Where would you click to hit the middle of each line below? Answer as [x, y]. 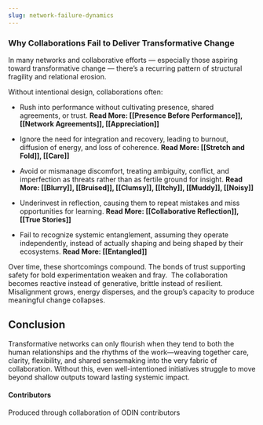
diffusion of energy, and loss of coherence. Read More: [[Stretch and [132, 147]
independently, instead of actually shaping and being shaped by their [131, 243]
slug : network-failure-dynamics [61, 15]
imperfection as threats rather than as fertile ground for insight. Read [131, 179]
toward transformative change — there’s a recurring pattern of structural [125, 68]
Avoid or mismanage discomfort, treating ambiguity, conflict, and [124, 170]
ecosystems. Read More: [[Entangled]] [83, 251]
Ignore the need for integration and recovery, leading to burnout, [124, 139]
